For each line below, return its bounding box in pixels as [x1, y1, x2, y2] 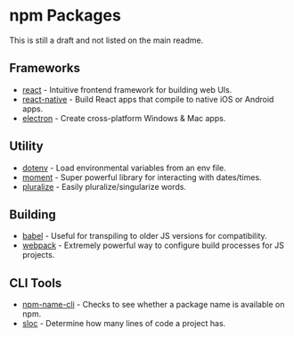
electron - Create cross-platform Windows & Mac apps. [21, 112, 226, 123]
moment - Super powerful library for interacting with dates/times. [21, 171, 262, 183]
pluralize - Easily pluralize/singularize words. [21, 181, 187, 192]
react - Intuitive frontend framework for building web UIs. [21, 84, 233, 95]
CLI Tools [9, 275, 62, 291]
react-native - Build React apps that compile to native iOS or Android [21, 94, 274, 104]
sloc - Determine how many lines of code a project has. [21, 318, 226, 329]
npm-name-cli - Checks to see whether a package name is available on [21, 300, 285, 310]
